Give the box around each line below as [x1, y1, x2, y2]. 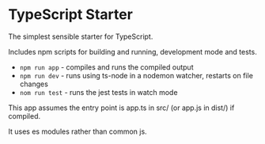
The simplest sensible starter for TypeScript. [8, 32, 153, 41]
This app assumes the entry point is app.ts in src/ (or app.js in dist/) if [8, 103, 235, 112]
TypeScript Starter [8, 6, 133, 24]
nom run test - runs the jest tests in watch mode [19, 87, 178, 97]
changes [19, 79, 49, 89]
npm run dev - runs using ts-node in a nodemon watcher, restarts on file [19, 70, 253, 80]
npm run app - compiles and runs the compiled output [19, 62, 194, 72]
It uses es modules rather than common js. [8, 127, 148, 136]
